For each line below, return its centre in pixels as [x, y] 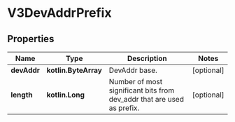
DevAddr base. [133, 70]
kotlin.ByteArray [74, 70]
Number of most [136, 82]
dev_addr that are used [146, 99]
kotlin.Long [66, 95]
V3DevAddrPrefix [59, 13]
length [22, 95]
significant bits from [142, 90]
